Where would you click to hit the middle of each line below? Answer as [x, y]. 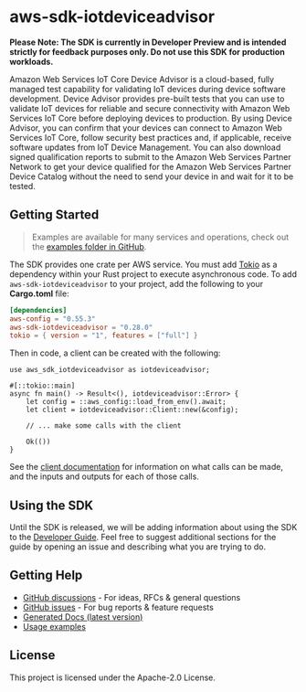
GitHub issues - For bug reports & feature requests [118, 607]
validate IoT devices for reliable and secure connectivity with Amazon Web [150, 108]
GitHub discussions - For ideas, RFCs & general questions [132, 597]
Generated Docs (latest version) [83, 617]
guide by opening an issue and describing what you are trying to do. [138, 547]
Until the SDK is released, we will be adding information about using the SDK [153, 527]
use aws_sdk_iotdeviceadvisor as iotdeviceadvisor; [110, 370]
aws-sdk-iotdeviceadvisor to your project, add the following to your [137, 283]
